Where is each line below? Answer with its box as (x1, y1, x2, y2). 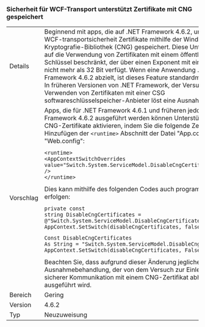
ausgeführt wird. (44, 281, 92, 289)
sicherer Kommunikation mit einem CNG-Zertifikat (44, 273, 189, 282)
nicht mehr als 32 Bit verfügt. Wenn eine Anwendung (44, 66, 196, 75)
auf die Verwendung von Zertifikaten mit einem (44, 51, 179, 59)
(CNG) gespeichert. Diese (113, 43, 189, 51)
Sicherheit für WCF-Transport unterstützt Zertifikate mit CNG (6, 5, 193, 13)
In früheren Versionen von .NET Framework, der (44, 81, 181, 90)
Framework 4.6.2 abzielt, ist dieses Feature (44, 73, 168, 82)
